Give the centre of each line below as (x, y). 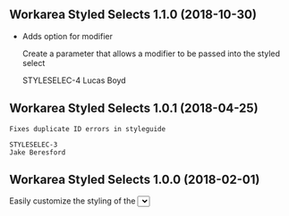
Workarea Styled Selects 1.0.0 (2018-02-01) (135, 180)
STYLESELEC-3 (34, 145)
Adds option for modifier (68, 36)
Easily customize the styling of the (72, 201)
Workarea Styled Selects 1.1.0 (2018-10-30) (133, 15)
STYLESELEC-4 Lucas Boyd (74, 80)
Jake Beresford (38, 152)
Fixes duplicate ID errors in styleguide (88, 129)
